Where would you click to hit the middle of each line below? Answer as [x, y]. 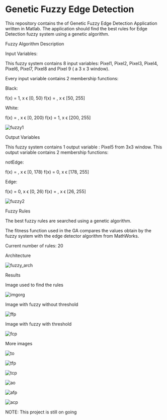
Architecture [18, 255]
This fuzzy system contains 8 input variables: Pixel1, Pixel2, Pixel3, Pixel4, [82, 63]
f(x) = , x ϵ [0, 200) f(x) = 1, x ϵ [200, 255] [48, 118]
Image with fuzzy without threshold [42, 304]
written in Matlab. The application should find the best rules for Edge [76, 28]
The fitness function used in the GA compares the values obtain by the [78, 230]
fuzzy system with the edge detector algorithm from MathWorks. [72, 236]
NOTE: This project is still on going [41, 412]
